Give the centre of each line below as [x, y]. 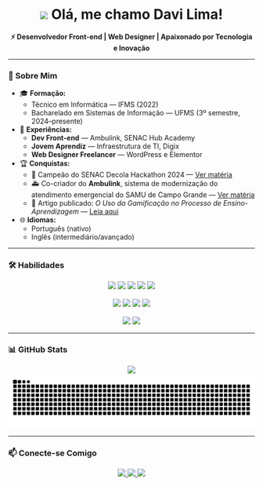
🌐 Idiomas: [38, 220]
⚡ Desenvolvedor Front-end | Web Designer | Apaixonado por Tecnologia [131, 36]
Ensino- [236, 203]
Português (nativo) [61, 228]
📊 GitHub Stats [38, 349]
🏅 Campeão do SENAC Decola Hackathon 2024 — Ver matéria [131, 175]
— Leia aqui [100, 212]
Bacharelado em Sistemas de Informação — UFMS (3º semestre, [135, 113]
